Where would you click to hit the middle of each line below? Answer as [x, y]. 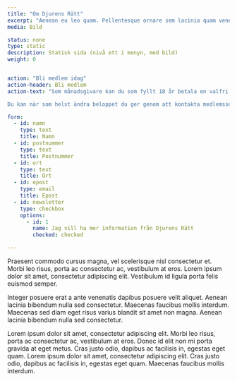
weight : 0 [22, 60]
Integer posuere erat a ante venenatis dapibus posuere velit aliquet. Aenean [117, 297]
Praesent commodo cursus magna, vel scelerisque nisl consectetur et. [110, 261]
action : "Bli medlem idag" [47, 78]
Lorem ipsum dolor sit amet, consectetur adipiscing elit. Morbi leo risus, [111, 333]
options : [33, 215]
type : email [37, 189]
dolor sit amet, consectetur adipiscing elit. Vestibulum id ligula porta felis [113, 276]
